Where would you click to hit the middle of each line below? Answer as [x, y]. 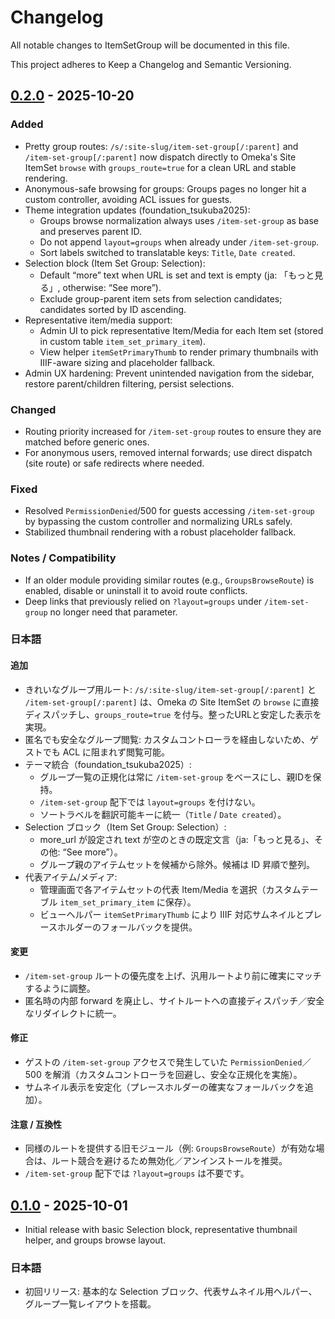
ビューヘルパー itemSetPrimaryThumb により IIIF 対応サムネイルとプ [176, 914]
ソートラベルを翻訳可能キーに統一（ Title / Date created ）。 [163, 814]
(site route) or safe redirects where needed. [114, 463]
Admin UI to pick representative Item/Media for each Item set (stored [181, 330]
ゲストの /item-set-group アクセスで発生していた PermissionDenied [163, 1062]
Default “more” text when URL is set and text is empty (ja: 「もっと [177, 275]
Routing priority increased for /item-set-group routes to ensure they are [173, 431]
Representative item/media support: [98, 320]
